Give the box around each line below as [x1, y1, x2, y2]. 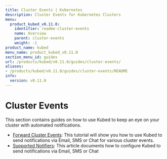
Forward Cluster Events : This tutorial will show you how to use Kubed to [12, 132, 162, 138]
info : [5, 73, 17, 78]
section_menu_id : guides [5, 54, 58, 60]
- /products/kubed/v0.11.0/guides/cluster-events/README [5, 69, 128, 74]
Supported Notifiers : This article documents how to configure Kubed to [12, 142, 161, 148]
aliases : [5, 64, 24, 69]
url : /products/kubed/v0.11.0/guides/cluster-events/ [5, 59, 121, 64]
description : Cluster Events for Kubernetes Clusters [5, 12, 121, 17]
